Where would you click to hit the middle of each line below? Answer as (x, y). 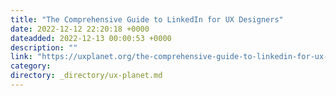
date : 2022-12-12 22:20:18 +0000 (80, 29)
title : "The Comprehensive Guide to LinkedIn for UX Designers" (147, 19)
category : (31, 66)
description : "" (44, 47)
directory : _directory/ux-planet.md (86, 76)
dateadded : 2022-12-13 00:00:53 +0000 (91, 38)
